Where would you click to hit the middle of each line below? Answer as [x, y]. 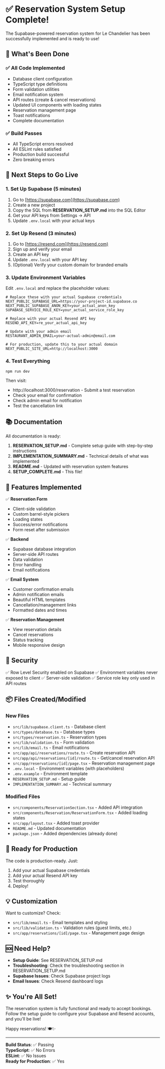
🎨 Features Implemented [44, 487]
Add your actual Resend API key [45, 876]
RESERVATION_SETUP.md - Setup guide [49, 779]
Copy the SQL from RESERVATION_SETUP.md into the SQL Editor [79, 210]
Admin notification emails [38, 594]
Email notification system [38, 94]
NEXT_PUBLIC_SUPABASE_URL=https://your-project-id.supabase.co [71, 302]
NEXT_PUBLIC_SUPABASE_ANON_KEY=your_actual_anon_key [60, 306]
